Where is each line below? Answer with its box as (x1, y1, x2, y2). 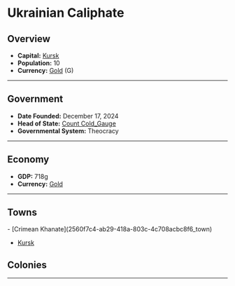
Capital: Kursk (17, 51, 59, 60)
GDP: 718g (17, 172, 48, 180)
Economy (7, 154, 50, 165)
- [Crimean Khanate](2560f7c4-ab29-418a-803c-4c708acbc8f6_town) (7, 225, 213, 233)
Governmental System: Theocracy (17, 126, 119, 135)
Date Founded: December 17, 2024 (17, 111, 119, 120)
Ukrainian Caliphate (7, 5, 124, 21)
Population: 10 (17, 59, 61, 67)
